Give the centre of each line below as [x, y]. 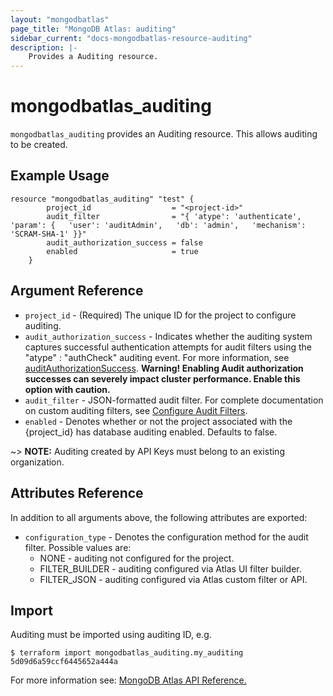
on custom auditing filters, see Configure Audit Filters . [136, 410]
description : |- [44, 47]
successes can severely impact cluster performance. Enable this [162, 378]
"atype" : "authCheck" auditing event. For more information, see [157, 357]
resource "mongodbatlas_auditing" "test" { [102, 199]
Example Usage [60, 176]
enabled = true [122, 251]
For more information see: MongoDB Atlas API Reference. [128, 680]
